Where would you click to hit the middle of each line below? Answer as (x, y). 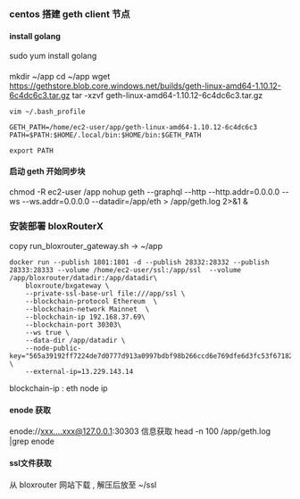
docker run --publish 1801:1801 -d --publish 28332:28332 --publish (139, 262)
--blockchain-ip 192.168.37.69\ (85, 317)
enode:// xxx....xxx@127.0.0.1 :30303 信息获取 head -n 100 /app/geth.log (140, 431)
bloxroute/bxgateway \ (67, 286)
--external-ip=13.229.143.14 (79, 372)
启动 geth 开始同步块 (47, 171)
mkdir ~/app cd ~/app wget (60, 76)
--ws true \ (47, 333)
